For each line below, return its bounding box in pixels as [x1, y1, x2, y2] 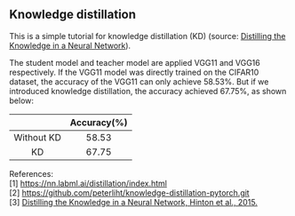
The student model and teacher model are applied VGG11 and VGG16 [9, 57, 260, 68]
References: [9, 168, 53, 179]
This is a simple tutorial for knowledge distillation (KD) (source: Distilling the [9, 30, 286, 41]
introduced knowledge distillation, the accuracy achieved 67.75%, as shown [9, 85, 287, 96]
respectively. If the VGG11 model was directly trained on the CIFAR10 [9, 67, 259, 77]
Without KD [13, 131, 62, 143]
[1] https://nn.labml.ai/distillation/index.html [9, 178, 167, 188]
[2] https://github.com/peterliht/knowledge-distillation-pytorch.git [9, 187, 251, 198]
